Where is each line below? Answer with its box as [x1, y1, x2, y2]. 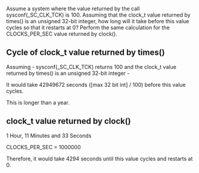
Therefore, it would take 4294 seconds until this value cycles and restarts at [6, 155, 193, 162]
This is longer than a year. [6, 99, 70, 106]
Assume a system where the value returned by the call [6, 5, 140, 12]
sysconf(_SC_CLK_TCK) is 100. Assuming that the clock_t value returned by [6, 11, 191, 18]
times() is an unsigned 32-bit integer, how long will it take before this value [6, 18, 189, 24]
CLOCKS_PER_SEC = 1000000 [6, 143, 81, 150]
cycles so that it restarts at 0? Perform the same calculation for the [6, 24, 170, 31]
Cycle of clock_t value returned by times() [6, 48, 165, 58]
